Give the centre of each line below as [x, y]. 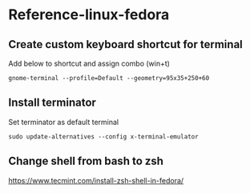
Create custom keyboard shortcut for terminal [125, 44]
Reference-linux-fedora [89, 15]
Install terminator [52, 103]
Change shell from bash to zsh [86, 161]
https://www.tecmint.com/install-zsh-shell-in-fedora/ [96, 180]
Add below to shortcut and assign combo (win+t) [89, 63]
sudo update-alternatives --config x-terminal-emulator [103, 137]
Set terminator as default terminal [64, 122]
